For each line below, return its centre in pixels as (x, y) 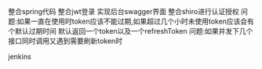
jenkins (20, 56)
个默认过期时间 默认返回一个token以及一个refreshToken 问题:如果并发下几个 (131, 31)
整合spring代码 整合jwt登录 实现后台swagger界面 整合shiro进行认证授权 (124, 11)
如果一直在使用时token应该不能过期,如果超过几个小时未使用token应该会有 (136, 21)
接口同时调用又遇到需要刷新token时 (65, 41)
